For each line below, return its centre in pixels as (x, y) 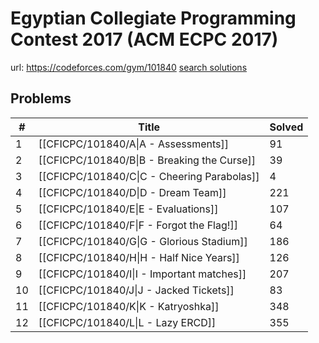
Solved (286, 127)
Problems (41, 98)
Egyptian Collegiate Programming (153, 18)
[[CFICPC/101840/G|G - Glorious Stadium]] (143, 241)
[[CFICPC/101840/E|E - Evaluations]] (128, 209)
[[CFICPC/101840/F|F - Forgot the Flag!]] (138, 225)
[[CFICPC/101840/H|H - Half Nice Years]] (139, 257)
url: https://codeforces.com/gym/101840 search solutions (129, 67)
